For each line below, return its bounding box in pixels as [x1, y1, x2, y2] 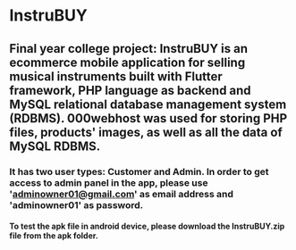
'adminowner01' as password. [9, 198, 144, 211]
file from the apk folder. [9, 230, 98, 241]
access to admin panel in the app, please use [9, 176, 208, 188]
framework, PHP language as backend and [9, 82, 252, 98]
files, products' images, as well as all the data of [9, 124, 283, 139]
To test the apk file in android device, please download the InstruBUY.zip [9, 221, 285, 232]
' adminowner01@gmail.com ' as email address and [9, 187, 234, 200]
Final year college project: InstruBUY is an [9, 41, 249, 56]
